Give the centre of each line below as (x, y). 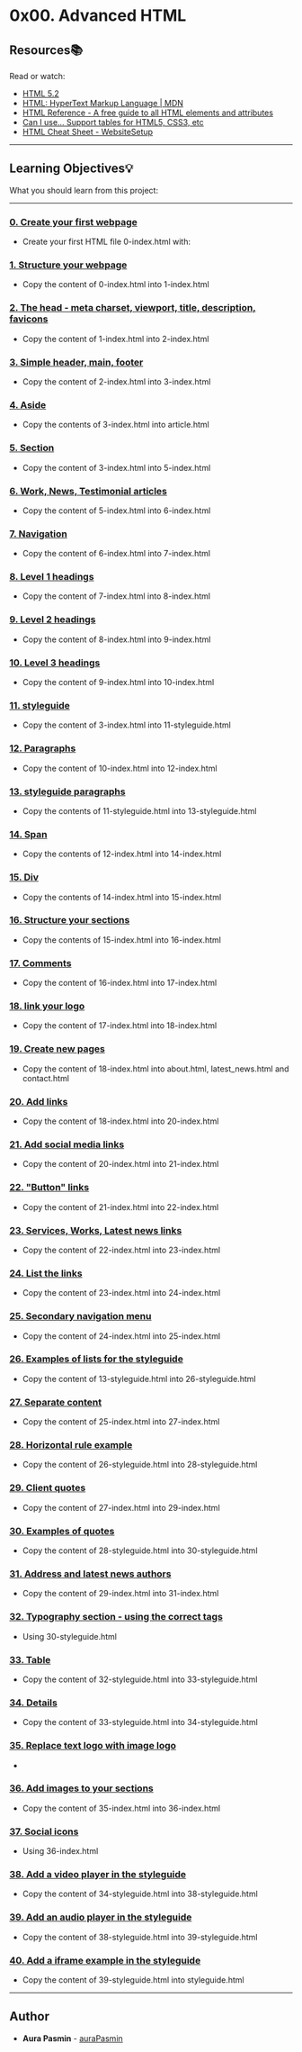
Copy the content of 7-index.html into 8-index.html (116, 596)
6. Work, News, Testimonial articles (89, 491)
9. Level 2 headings (53, 619)
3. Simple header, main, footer (76, 362)
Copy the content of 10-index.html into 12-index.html (120, 768)
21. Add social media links (67, 1144)
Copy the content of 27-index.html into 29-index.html (121, 1507)
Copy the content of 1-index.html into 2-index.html (115, 339)
